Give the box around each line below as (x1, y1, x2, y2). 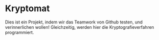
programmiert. (5, 29, 34, 35)
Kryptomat (5, 3, 50, 14)
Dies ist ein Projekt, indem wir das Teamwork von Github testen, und (5, 19, 143, 25)
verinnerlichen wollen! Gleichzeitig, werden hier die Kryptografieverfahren (5, 24, 154, 30)
